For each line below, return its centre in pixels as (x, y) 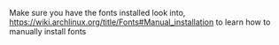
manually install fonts (48, 31)
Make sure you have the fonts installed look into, (97, 13)
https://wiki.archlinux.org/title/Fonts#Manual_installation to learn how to (140, 22)
